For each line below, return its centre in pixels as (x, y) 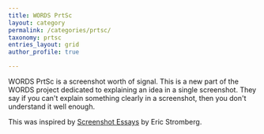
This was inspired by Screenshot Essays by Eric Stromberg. (105, 122)
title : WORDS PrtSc (40, 15)
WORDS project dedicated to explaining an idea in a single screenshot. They (132, 90)
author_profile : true (44, 52)
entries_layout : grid (44, 45)
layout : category (37, 23)
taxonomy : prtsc (35, 37)
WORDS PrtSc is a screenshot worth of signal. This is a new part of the (124, 81)
